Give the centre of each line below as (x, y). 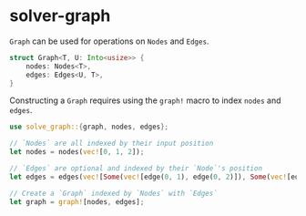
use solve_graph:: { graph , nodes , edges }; (89, 127)
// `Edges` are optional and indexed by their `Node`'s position (136, 169)
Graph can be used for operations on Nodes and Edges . (109, 41)
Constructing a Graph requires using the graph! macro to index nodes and (145, 100)
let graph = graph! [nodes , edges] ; (77, 201)
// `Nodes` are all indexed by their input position (112, 144)
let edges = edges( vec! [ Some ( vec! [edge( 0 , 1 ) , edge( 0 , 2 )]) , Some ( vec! (148, 177)
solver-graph (60, 16)
